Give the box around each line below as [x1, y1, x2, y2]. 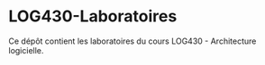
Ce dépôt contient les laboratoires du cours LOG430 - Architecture [8, 36, 257, 46]
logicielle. [8, 45, 44, 55]
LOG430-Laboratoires [8, 6, 178, 27]
